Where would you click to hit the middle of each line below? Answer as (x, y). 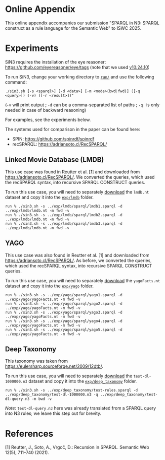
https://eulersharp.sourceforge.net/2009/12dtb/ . (54, 366)
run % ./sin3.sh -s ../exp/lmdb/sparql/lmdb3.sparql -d (64, 224)
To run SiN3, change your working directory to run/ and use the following (80, 77)
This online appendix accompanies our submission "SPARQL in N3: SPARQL (82, 23)
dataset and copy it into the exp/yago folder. (49, 286)
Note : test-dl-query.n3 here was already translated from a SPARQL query (81, 408)
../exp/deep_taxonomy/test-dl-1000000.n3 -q (52, 395)
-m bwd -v (41, 399)
